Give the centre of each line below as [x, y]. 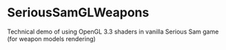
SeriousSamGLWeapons [78, 13]
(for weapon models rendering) [52, 38]
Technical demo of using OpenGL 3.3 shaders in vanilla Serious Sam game [113, 32]
